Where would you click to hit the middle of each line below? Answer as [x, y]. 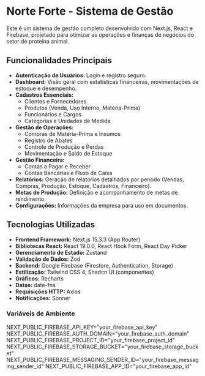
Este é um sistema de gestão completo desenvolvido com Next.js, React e [99, 28]
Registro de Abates [48, 140]
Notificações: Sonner [43, 298]
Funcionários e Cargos [53, 114]
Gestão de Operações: [44, 127]
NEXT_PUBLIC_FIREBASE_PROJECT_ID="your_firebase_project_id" [91, 340]
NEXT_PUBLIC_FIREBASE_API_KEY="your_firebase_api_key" [82, 327]
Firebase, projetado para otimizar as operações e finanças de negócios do [100, 34]
